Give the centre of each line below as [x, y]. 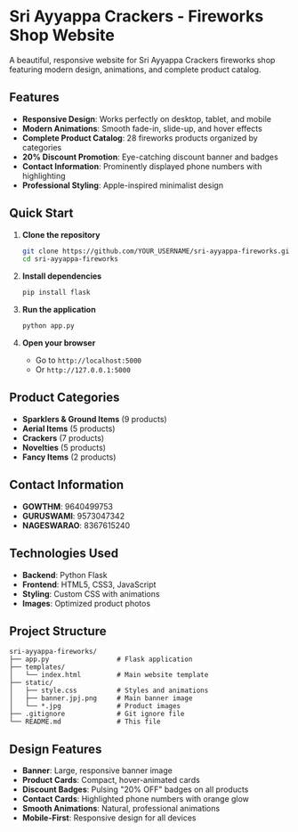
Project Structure [58, 631]
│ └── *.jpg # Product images [95, 706]
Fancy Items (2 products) [69, 457]
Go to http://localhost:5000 [89, 360]
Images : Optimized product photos [86, 603]
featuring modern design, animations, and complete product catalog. [135, 69]
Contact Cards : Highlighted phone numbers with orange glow [135, 799]
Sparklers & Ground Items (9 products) [94, 419]
